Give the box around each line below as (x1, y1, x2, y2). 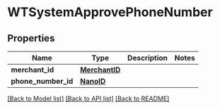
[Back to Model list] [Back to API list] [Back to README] (7, 94, 170, 103)
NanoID (80, 77, 106, 86)
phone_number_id (11, 77, 74, 86)
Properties (7, 32, 55, 44)
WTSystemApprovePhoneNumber (7, 4, 214, 20)
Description (127, 53, 168, 63)
